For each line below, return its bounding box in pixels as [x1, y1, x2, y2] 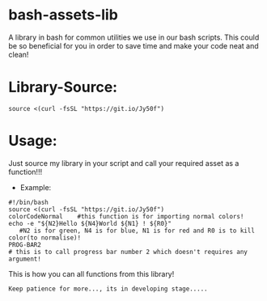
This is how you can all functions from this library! [8, 269, 175, 278]
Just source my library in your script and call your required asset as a [8, 158, 239, 167]
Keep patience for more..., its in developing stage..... [8, 285, 208, 293]
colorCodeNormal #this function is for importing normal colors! [8, 212, 244, 220]
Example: [19, 182, 52, 192]
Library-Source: [8, 78, 118, 96]
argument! [8, 255, 42, 263]
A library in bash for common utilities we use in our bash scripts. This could [8, 32, 260, 42]
